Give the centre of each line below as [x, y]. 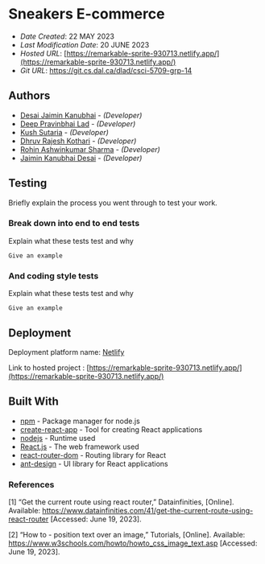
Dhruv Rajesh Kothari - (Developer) [78, 141]
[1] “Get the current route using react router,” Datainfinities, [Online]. [122, 502]
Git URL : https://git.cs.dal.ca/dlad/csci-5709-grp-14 [106, 70]
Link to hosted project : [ [49, 368]
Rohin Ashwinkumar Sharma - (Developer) [90, 149]
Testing [28, 183]
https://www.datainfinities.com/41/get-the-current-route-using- [148, 511]
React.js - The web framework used [79, 447]
